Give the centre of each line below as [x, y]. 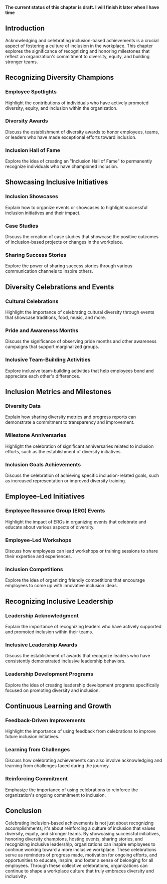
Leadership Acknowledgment [42, 615]
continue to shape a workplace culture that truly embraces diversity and [80, 871]
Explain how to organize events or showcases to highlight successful [76, 207]
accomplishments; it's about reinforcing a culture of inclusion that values [80, 828]
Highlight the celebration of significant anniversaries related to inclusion [79, 446]
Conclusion [24, 811]
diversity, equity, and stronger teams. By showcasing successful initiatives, [83, 833]
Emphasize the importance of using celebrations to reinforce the [72, 790]
